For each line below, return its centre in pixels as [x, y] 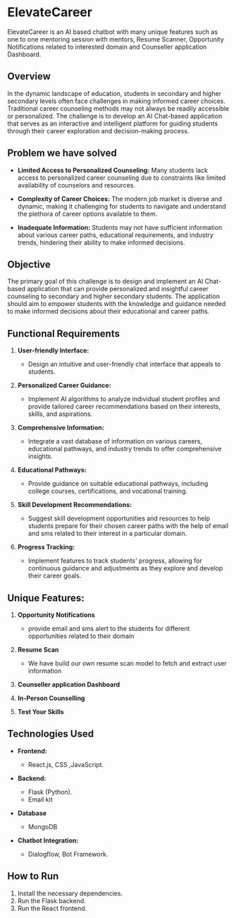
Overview [29, 76]
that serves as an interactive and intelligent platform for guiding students [113, 123]
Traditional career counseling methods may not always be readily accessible [118, 108]
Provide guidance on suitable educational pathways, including [118, 484]
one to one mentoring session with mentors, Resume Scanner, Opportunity [116, 39]
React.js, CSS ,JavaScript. [66, 764]
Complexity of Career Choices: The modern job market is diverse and [120, 199]
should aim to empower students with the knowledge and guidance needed [117, 304]
